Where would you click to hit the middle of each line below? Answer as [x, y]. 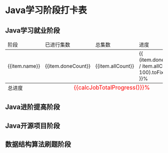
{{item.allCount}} [115, 66]
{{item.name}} [24, 66]
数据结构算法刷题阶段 [38, 144]
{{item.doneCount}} [68, 66]
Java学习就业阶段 [32, 30]
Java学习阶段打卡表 [46, 10]
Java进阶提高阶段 [32, 107]
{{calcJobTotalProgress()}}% [112, 88]
